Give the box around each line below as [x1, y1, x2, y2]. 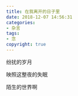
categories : [6, 19, 35, 25]
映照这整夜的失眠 [6, 71, 48, 78]
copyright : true [6, 42, 46, 48]
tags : [6, 31, 19, 37]
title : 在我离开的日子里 [6, 8, 60, 15]
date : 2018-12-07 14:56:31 [6, 14, 73, 20]
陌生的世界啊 [6, 83, 37, 90]
